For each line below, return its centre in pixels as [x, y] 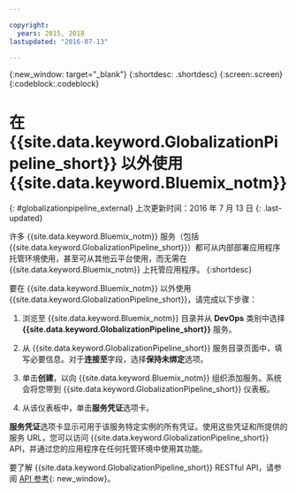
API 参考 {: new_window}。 [67, 479]
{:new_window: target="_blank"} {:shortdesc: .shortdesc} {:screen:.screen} [146, 74]
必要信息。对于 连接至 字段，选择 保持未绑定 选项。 [119, 359]
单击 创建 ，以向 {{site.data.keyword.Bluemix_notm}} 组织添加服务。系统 [152, 378]
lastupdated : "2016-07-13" [59, 42]
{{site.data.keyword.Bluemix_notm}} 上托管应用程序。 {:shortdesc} [131, 270]
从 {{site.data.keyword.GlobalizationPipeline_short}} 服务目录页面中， [148, 348]
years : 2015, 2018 [51, 33]
